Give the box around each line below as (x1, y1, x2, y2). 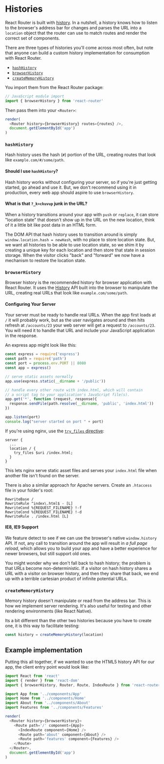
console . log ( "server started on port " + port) (5, 419, 104, 424)
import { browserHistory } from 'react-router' (5, 98, 104, 103)
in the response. (5, 333, 38, 338)
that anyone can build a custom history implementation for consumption (5, 50, 150, 56)
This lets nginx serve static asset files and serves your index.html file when (5, 467, 157, 473)
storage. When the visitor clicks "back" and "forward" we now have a (5, 252, 145, 258)
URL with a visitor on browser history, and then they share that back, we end (5, 570, 159, 576)
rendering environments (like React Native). (5, 608, 93, 614)
